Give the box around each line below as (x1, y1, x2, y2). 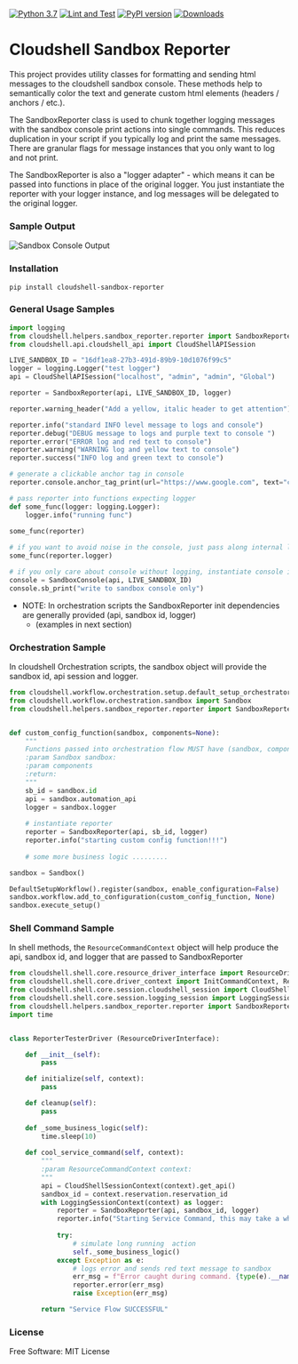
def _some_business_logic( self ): (25, 1123, 149, 1133)
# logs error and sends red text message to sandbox (72, 1264, 272, 1273)
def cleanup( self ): (25, 1099, 98, 1108)
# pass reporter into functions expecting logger (9, 493, 197, 502)
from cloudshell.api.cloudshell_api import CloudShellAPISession (9, 340, 255, 349)
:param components (25, 761, 93, 771)
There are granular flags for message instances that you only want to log (9, 142, 275, 153)
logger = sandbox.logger (25, 803, 117, 812)
